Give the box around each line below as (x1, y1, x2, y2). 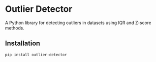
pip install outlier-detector (5, 52, 67, 57)
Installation (5, 39, 40, 48)
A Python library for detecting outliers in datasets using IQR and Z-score (5, 20, 152, 26)
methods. (5, 25, 25, 31)
